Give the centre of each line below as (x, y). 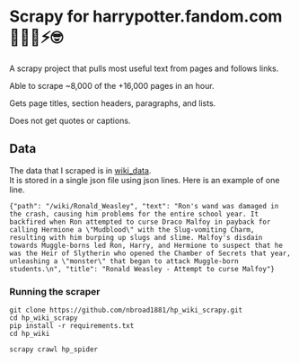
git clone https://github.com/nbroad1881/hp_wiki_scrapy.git (126, 310)
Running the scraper (55, 291)
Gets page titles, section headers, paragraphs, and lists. (113, 103)
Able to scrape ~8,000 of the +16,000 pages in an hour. (112, 85)
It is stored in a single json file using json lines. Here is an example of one (145, 180)
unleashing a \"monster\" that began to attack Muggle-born (124, 261)
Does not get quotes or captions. (70, 120)
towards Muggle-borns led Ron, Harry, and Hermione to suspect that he (146, 245)
